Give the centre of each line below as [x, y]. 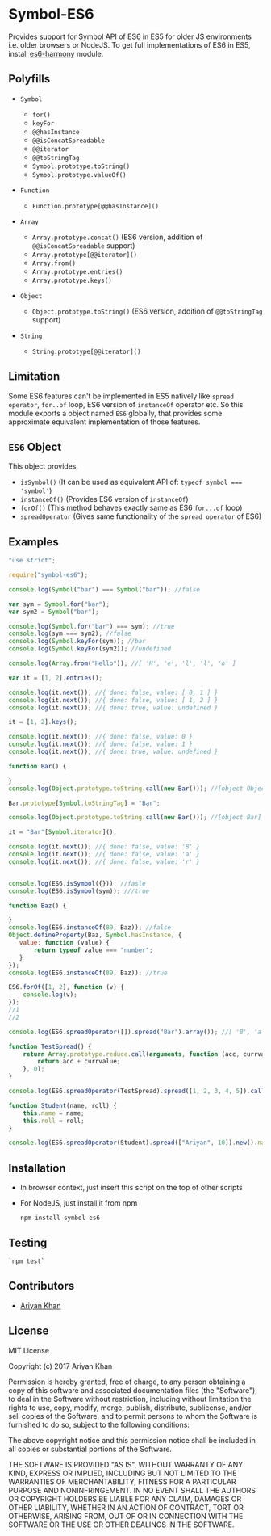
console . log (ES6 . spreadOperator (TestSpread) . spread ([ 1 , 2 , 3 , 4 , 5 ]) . [129, 1092]
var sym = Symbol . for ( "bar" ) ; [59, 604]
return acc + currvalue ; [79, 1062]
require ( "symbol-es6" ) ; [48, 575]
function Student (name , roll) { [63, 1105]
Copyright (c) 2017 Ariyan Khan [60, 1366]
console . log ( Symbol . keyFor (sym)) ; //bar [77, 642]
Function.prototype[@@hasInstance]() [96, 206]
